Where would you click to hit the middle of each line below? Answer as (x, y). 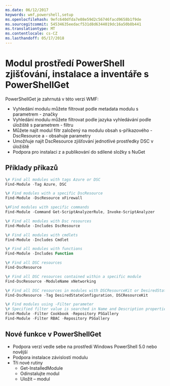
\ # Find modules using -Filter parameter (50, 304)
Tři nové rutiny (28, 363)
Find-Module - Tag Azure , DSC (36, 184)
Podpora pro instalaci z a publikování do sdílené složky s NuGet (79, 152)
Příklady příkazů (32, 168)
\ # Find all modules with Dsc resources (49, 221)
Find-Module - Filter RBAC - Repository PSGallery (57, 319)
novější (20, 352)
